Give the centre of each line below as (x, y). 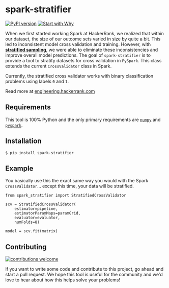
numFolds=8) (27, 222)
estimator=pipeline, (36, 209)
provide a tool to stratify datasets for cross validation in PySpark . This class (83, 60)
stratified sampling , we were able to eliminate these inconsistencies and (82, 50)
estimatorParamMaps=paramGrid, (48, 213)
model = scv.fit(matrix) (32, 231)
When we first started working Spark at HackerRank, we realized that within (85, 33)
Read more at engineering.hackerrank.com (50, 91)
